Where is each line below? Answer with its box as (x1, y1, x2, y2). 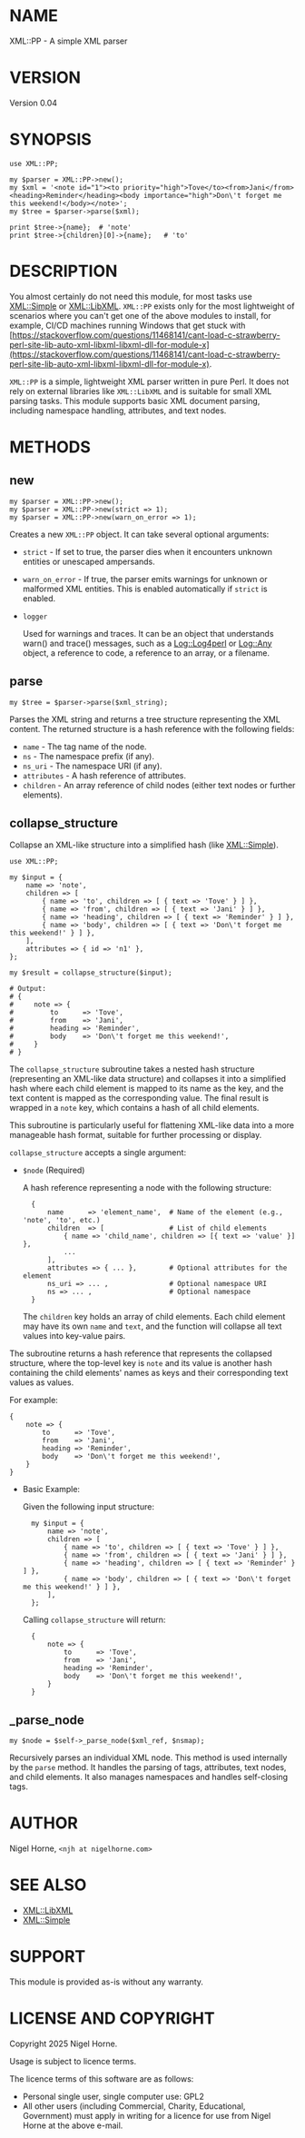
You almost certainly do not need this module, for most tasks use (9, 291, 252, 302)
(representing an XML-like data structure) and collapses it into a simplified (9, 1074, 287, 1084)
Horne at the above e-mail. (22, 2120, 123, 2131)
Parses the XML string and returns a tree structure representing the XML (9, 714, 281, 725)
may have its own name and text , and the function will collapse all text (22, 1321, 282, 1331)
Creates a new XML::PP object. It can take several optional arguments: (9, 529, 270, 539)
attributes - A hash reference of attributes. (22, 769, 186, 781)
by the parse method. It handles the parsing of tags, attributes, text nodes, (9, 1762, 287, 1773)
